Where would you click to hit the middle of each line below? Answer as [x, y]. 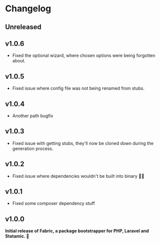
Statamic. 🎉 [17, 236]
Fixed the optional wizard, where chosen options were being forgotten [84, 55]
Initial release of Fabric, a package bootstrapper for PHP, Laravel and [77, 231]
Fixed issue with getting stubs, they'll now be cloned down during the [83, 143]
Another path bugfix [33, 116]
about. [19, 61]
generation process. [33, 148]
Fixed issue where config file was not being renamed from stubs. [78, 88]
